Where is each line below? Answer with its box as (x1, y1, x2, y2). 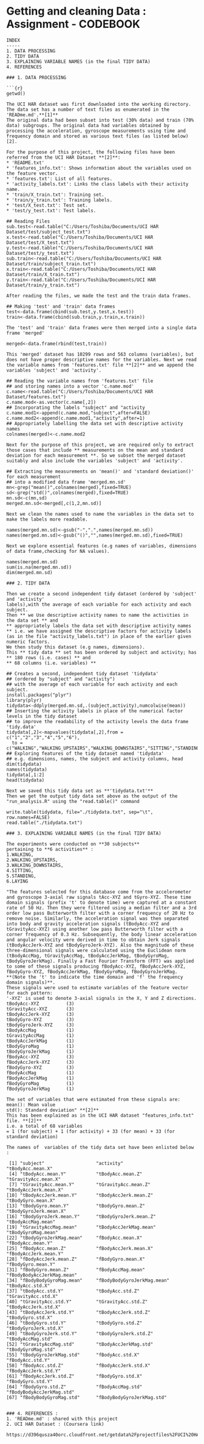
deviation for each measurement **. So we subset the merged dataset (6, 452, 186, 459)
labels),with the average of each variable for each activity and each (6, 601, 191, 608)
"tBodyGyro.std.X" (6, 1314, 53, 1321)
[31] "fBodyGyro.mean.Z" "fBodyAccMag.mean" (6, 1266, 146, 1272)
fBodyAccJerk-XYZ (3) (6, 1059, 75, 1065)
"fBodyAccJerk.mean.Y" (6, 1251, 64, 1257)
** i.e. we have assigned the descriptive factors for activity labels (6, 628, 191, 634)
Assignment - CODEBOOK (6, 17, 141, 31)
